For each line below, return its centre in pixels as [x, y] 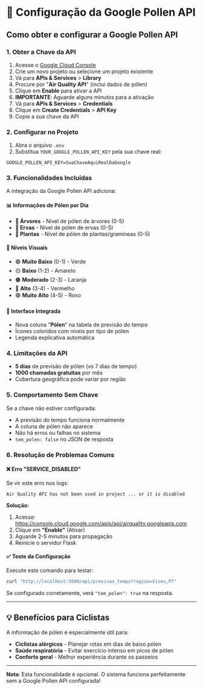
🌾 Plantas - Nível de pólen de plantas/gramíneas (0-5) [82, 234]
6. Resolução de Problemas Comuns [60, 455]
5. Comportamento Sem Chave [52, 395]
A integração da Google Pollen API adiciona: [61, 191]
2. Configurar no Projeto [42, 132]
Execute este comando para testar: [50, 570]
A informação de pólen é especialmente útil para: [67, 632]
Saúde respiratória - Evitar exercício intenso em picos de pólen [94, 650]
